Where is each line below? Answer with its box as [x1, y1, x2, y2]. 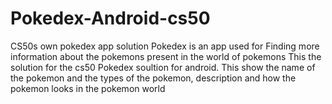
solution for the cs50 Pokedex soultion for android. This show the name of [10, 61, 316, 73]
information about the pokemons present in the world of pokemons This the [10, 50, 322, 62]
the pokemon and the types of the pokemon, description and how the [10, 72, 297, 84]
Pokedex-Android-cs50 [10, 7, 211, 30]
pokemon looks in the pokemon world [10, 82, 166, 94]
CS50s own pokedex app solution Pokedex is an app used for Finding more [10, 40, 320, 52]
